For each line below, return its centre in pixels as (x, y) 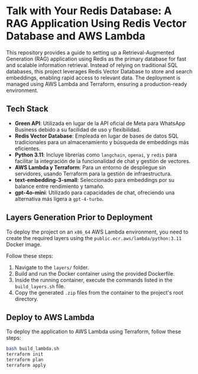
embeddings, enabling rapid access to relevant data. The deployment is (93, 78)
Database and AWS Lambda (76, 36)
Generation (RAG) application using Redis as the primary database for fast (96, 59)
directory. (26, 299)
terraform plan (25, 360)
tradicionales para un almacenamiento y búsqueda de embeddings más (102, 142)
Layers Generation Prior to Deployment (79, 218)
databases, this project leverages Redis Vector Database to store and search (99, 71)
